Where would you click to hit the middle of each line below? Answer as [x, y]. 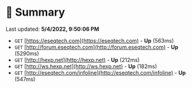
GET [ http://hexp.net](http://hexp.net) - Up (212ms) [77, 60]
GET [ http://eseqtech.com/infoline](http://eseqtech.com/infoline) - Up [100, 72]
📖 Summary [35, 12]
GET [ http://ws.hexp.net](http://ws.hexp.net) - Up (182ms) [86, 66]
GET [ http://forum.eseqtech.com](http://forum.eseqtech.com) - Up [96, 47]
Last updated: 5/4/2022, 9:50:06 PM [53, 29]
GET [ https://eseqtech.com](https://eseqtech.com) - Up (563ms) [94, 40]
